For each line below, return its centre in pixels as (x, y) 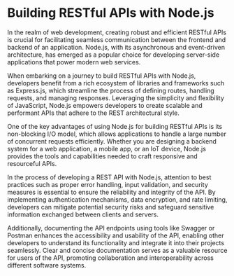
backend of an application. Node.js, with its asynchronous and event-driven (116, 47)
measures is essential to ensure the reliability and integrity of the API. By (111, 192)
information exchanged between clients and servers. (83, 214)
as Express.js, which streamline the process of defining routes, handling (111, 90)
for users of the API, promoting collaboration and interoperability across (111, 258)
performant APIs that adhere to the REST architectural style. (94, 113)
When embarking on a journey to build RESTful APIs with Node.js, (102, 76)
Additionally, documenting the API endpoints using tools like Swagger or (111, 228)
